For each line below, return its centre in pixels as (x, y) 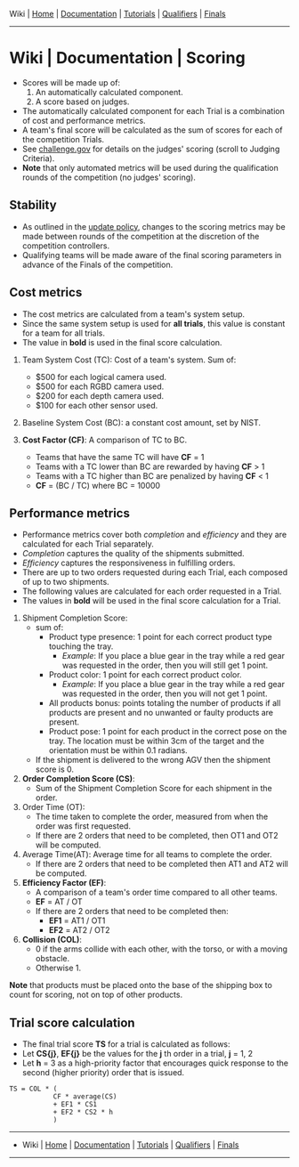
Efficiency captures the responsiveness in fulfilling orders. (129, 563)
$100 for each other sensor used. (97, 405)
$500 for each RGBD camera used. (100, 386)
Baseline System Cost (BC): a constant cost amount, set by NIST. (141, 422)
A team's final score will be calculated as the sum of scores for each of (152, 130)
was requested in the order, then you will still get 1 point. (165, 665)
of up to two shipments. (65, 582)
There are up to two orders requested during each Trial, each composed (154, 572)
